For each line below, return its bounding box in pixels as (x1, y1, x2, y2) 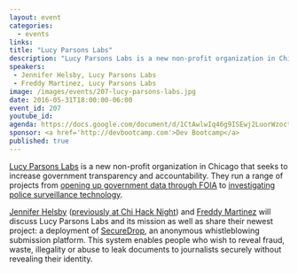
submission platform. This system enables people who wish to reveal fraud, (9, 234, 286, 245)
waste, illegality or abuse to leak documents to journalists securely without (9, 244, 282, 254)
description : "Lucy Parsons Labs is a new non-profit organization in (9, 54, 276, 63)
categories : (9, 21, 53, 30)
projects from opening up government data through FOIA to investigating (9, 179, 276, 191)
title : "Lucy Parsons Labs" (9, 46, 114, 55)
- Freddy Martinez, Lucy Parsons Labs (12, 79, 157, 88)
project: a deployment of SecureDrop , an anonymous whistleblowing (9, 225, 260, 236)
